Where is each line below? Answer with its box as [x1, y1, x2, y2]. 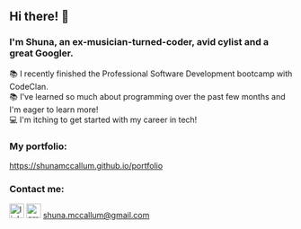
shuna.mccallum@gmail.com [42, 210, 150, 221]
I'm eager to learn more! [9, 104, 99, 115]
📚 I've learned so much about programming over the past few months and [9, 91, 286, 101]
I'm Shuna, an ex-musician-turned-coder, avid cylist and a [9, 36, 270, 48]
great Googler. [9, 47, 74, 59]
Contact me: [9, 182, 65, 195]
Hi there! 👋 [9, 9, 70, 24]
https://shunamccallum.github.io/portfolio [9, 160, 164, 171]
